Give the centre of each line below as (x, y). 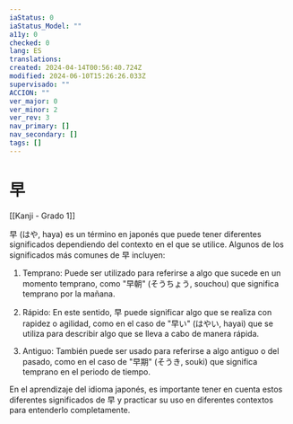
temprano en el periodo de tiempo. (86, 371)
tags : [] (26, 143)
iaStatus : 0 (31, 18)
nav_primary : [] (39, 127)
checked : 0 (30, 43)
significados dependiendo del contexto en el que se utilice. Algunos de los (146, 244)
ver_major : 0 (34, 101)
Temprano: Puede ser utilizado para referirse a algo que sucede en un (151, 273)
